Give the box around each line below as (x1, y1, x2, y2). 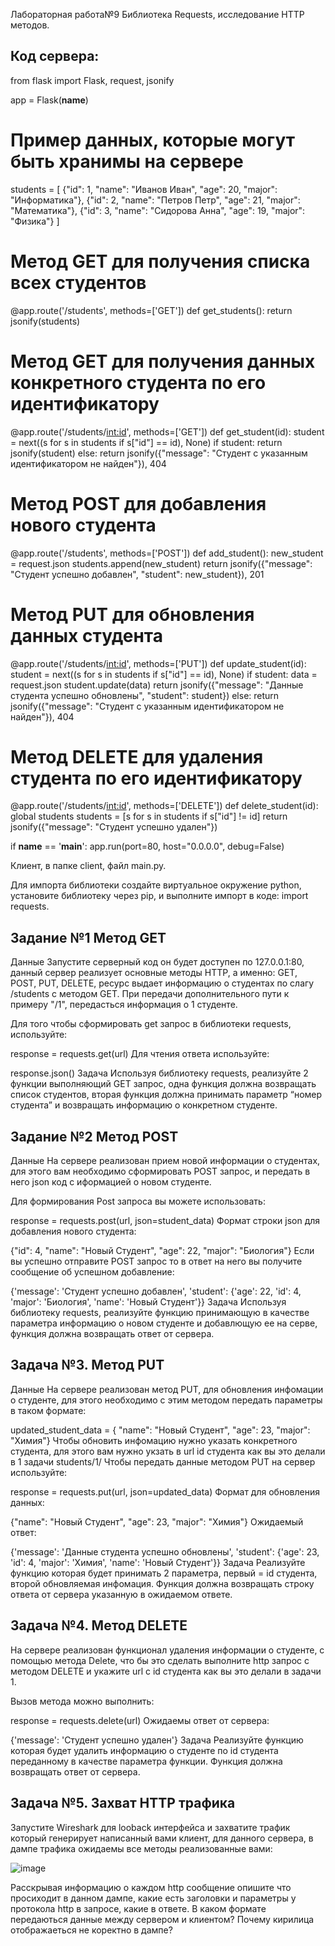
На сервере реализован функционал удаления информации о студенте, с (10, 1644, 325, 1656)
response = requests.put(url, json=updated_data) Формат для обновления (10, 1485, 320, 1498)
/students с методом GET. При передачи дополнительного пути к (10, 988, 290, 1000)
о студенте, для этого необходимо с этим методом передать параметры (10, 1394, 323, 1406)
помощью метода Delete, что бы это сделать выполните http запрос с (10, 1654, 310, 1666)
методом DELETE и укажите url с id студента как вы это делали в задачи (10, 1665, 322, 1677)
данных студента (10, 624, 163, 647)
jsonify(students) (10, 315, 81, 327)
